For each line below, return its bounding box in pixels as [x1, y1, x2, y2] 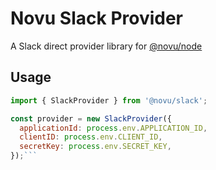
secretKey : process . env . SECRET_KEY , [19, 142, 172, 152]
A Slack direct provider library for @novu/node [10, 40, 203, 52]
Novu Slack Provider [10, 7, 184, 30]
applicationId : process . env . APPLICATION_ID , [19, 123, 208, 133]
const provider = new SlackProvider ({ [10, 113, 172, 124]
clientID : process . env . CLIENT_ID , [19, 132, 163, 142]
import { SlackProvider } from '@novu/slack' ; [10, 95, 208, 106]
